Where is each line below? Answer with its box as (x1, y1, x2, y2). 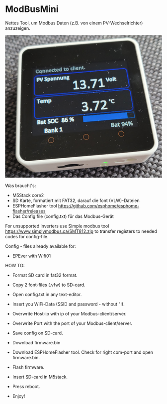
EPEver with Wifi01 (12, 253, 51, 259)
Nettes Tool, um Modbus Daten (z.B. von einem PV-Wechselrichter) (5, 20, 143, 26)
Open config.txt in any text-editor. (12, 292, 82, 298)
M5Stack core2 (12, 193, 44, 199)
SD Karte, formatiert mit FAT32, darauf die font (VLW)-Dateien (12, 198, 140, 203)
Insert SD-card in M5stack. (12, 374, 68, 380)
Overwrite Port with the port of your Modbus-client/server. (12, 320, 133, 326)
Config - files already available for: (5, 243, 76, 249)
